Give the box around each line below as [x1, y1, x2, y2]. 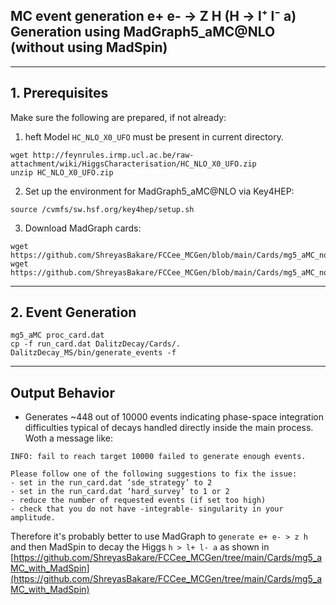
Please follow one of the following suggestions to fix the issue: [10, 469, 298, 479]
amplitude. [10, 513, 56, 523]
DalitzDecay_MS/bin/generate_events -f [10, 348, 177, 358]
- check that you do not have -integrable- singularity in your [10, 504, 284, 514]
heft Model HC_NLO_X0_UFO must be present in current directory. [24, 130, 284, 143]
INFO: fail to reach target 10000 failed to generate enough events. [10, 452, 307, 462]
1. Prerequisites [10, 85, 109, 102]
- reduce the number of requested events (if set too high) [10, 495, 267, 506]
